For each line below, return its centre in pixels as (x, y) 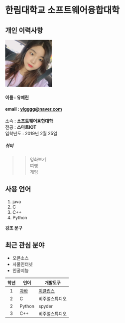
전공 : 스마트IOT (21, 127)
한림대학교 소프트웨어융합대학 (62, 10)
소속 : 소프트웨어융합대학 (29, 121)
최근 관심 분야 (25, 245)
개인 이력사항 (24, 30)
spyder (46, 306)
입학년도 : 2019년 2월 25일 (31, 133)
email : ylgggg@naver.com (34, 109)
